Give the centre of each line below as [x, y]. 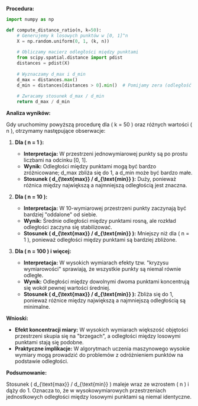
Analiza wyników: [28, 113]
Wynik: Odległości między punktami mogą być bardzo [90, 167]
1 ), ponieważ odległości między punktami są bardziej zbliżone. [100, 240]
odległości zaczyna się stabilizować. [68, 227]
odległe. [33, 276]
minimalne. [37, 307]
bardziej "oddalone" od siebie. [60, 215]
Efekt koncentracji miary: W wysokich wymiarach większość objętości [101, 330]
